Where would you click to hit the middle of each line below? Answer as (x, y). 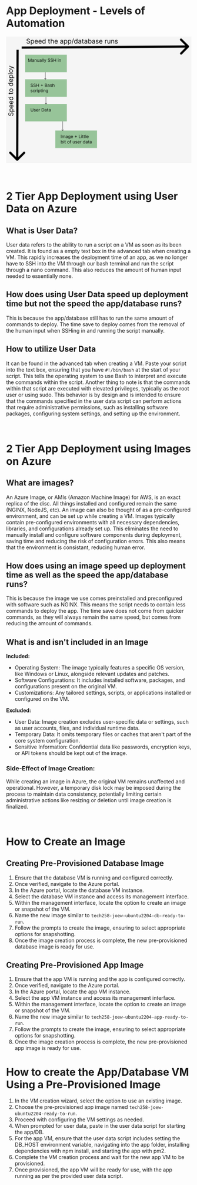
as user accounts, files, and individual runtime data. (77, 728)
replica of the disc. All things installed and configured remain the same (92, 503)
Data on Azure (42, 209)
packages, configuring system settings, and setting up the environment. (93, 413)
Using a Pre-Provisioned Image (83, 1084)
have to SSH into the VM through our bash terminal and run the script (90, 263)
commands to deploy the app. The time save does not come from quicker (95, 611)
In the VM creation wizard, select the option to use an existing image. (98, 1101)
